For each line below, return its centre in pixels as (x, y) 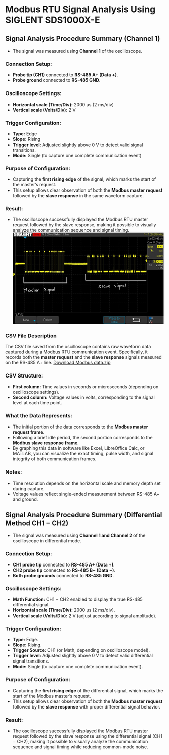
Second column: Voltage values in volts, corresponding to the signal (83, 397)
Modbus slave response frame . (46, 443)
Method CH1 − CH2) (37, 523)
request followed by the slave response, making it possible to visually (84, 225)
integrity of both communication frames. (54, 459)
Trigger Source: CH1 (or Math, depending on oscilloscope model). (81, 650)
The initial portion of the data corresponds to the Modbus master (80, 427)
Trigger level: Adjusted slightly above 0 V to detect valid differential (83, 656)
